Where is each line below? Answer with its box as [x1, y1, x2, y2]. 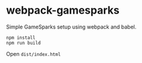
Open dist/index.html [6, 50, 61, 57]
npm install [6, 34, 35, 40]
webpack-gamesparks [6, 4, 120, 17]
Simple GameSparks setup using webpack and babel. [6, 23, 137, 30]
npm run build [6, 40, 41, 46]
